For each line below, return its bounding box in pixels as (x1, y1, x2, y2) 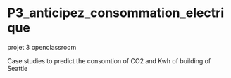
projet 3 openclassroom (7, 43, 77, 51)
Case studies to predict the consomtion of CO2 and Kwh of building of (7, 56, 211, 65)
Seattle (7, 64, 28, 72)
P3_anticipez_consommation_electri (7, 5, 225, 21)
